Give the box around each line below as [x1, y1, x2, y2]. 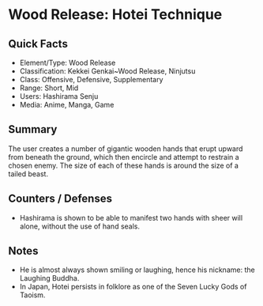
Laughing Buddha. [19, 274, 80, 283]
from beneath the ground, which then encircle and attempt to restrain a [8, 152, 239, 161]
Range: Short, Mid [19, 83, 79, 93]
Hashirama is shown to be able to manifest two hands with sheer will [19, 213, 243, 222]
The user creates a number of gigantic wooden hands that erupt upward [8, 144, 243, 153]
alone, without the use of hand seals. [19, 221, 141, 231]
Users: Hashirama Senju [19, 92, 99, 100]
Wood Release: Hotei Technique [8, 6, 223, 24]
